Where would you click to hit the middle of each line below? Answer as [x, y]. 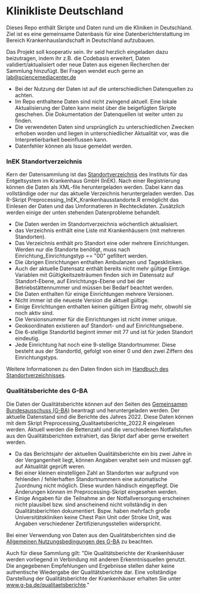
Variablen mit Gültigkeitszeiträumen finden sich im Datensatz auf [94, 275]
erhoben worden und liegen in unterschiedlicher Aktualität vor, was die [102, 133]
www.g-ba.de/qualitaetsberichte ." [48, 584]
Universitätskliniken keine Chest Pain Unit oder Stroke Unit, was [93, 517]
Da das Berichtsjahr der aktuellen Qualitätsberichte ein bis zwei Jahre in [103, 454]
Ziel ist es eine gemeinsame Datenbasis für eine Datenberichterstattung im [98, 33]
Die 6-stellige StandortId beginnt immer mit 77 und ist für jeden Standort [104, 332]
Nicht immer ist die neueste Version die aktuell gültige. [82, 301]
